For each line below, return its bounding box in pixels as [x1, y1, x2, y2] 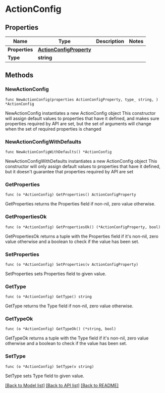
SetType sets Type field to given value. [5, 373, 84, 379]
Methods [5, 71, 34, 80]
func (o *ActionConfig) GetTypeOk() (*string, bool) [5, 327, 116, 332]
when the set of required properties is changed [5, 126, 102, 132]
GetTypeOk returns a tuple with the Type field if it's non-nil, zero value [5, 335, 149, 341]
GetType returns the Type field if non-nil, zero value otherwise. [5, 303, 134, 309]
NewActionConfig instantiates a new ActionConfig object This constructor [5, 110, 156, 116]
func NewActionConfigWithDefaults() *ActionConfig [5, 149, 112, 154]
